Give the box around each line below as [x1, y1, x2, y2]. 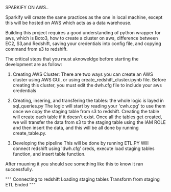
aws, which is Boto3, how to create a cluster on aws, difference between [5, 35, 158, 41]
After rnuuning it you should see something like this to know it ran [5, 161, 143, 167]
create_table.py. [12, 130, 47, 136]
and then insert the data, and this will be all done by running [12, 125, 139, 131]
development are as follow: [5, 61, 62, 67]
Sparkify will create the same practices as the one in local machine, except [5, 14, 163, 20]
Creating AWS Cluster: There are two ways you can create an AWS [12, 71, 153, 77]
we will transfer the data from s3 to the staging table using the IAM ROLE [12, 119, 166, 125]
